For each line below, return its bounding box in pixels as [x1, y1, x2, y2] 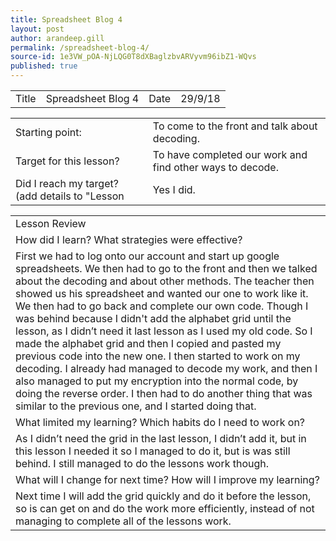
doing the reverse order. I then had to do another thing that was [15, 387, 313, 400]
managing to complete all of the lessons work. [15, 514, 232, 528]
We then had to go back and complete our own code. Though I [15, 299, 309, 313]
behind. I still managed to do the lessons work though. [15, 457, 270, 470]
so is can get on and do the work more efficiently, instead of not [15, 502, 315, 515]
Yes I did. [152, 183, 196, 196]
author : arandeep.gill [10, 33, 105, 43]
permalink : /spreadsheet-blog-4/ [10, 42, 150, 53]
